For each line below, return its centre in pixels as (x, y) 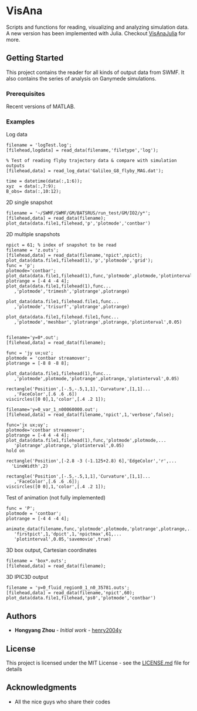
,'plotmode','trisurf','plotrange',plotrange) (72, 307)
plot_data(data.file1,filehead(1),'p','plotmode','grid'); (80, 261)
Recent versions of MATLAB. (41, 106)
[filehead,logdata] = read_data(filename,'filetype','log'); (82, 150)
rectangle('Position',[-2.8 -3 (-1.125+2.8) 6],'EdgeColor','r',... (91, 461)
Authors (21, 616)
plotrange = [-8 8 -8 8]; (38, 363)
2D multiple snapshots (33, 234)
